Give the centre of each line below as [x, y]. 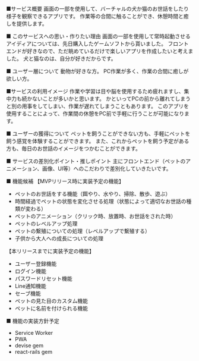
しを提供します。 [27, 23]
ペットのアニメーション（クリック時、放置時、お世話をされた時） [95, 216]
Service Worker [34, 333]
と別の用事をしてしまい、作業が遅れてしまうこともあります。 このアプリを [97, 106]
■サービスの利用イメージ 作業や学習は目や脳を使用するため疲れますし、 [95, 91]
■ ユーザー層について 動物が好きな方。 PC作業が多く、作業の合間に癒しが [97, 71]
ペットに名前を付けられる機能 [51, 308]
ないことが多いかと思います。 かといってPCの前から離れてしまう [111, 99]
